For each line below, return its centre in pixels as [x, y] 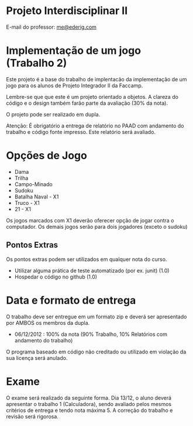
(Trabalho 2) [37, 63]
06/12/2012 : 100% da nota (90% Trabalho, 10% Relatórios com [91, 334]
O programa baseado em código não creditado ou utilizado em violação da [96, 352]
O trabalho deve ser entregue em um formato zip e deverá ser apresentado [96, 317]
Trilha [21, 178]
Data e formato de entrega [71, 300]
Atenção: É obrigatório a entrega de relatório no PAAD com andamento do [95, 126]
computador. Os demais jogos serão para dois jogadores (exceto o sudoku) [97, 226]
